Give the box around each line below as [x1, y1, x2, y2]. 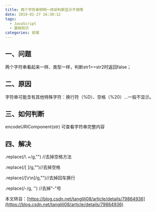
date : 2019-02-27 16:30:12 [5, 12, 61, 17]
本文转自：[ [5, 196, 29, 202]
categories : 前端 [5, 30, 40, 35]
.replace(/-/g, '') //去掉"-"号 [5, 185, 61, 191]
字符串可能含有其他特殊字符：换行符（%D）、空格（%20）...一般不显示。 [5, 94, 155, 100]
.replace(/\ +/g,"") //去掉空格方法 [5, 154, 72, 160]
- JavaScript [9, 21, 37, 26]
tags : [5, 16, 16, 21]
